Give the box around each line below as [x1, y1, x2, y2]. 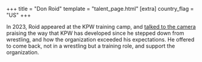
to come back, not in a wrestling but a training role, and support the [6, 42, 175, 49]
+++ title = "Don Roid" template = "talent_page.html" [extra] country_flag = [6, 5, 194, 12]
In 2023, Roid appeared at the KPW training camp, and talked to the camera [6, 23, 196, 30]
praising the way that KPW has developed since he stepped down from [6, 29, 184, 37]
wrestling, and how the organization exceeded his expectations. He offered [6, 36, 195, 43]
